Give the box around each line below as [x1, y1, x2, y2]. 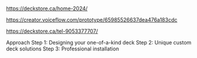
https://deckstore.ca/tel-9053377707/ [6, 28, 98, 35]
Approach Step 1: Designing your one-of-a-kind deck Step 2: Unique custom [6, 39, 192, 46]
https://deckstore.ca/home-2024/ [6, 5, 88, 12]
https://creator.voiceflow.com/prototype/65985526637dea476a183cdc [6, 16, 178, 23]
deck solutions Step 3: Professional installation [6, 45, 119, 52]
